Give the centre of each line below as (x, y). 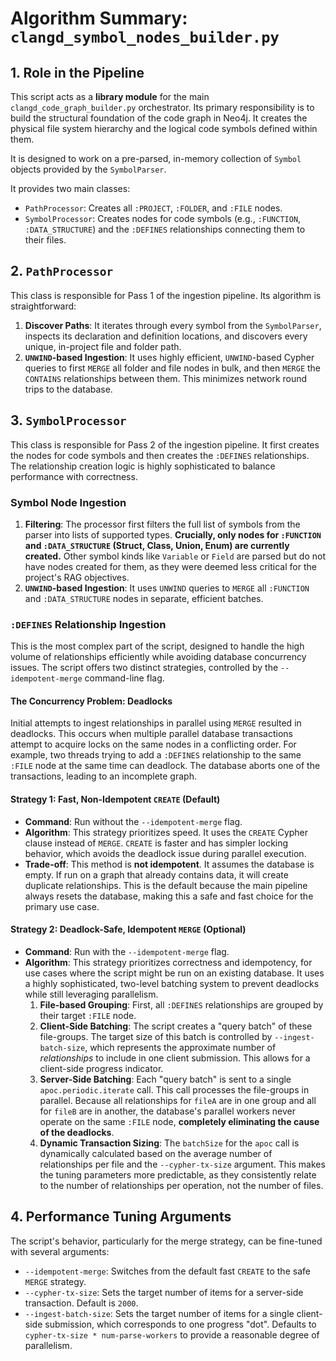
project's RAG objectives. (77, 577)
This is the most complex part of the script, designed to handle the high (157, 646)
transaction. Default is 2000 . (81, 1303)
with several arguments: (60, 1251)
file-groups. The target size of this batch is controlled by (156, 1036)
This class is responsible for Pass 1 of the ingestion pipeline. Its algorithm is (166, 295)
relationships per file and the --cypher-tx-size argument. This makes (182, 1164)
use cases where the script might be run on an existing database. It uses (174, 973)
